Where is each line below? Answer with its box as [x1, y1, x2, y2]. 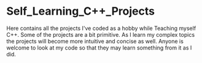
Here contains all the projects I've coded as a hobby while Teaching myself [6, 24, 196, 32]
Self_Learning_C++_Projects [6, 4, 155, 18]
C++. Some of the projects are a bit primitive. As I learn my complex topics [6, 31, 195, 38]
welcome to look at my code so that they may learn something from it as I [6, 44, 192, 51]
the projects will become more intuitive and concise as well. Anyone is [6, 37, 184, 45]
